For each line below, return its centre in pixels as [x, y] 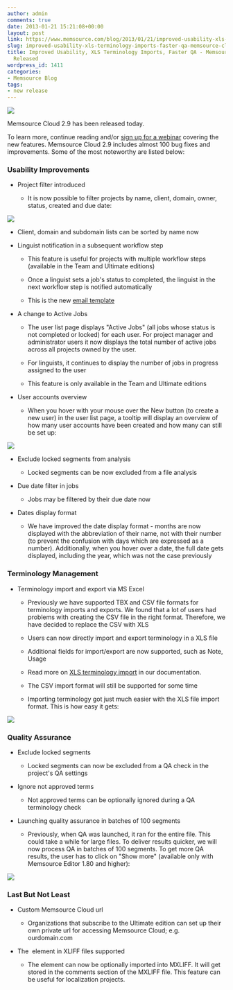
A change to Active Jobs [52, 314]
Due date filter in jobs [48, 486]
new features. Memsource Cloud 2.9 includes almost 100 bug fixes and [109, 145]
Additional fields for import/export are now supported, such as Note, [125, 651]
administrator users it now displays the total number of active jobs [122, 342]
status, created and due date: [70, 206]
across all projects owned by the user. [82, 349]
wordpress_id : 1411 [35, 65]
